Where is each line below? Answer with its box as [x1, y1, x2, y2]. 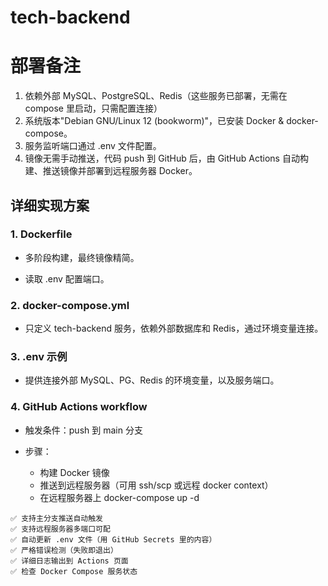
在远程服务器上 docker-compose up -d [39, 491, 200, 503]
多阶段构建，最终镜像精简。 [24, 251, 140, 263]
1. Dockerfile [10, 227, 73, 241]
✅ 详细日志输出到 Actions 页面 [10, 556, 129, 566]
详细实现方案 [10, 197, 90, 214]
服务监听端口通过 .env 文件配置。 [24, 140, 162, 152]
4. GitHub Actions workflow [10, 400, 148, 414]
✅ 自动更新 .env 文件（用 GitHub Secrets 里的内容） [10, 534, 217, 545]
